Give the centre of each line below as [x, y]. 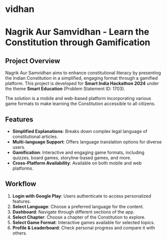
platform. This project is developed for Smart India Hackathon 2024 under [82, 84]
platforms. [23, 168]
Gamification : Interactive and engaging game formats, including [78, 152]
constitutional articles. [35, 136]
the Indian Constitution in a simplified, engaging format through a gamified [82, 78]
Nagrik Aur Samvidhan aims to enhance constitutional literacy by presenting [83, 73]
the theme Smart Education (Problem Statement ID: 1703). [65, 89]
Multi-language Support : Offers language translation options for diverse [87, 142]
